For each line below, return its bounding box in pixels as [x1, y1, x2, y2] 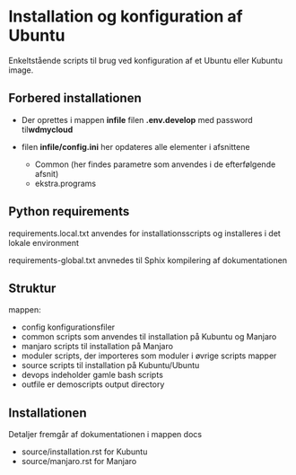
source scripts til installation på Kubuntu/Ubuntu [21, 360, 200, 371]
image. [8, 65, 34, 75]
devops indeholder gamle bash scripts [21, 370, 163, 381]
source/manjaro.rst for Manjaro [21, 456, 137, 467]
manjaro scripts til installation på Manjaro [21, 341, 174, 352]
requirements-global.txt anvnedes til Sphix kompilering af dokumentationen [8, 254, 288, 266]
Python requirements [8, 204, 130, 219]
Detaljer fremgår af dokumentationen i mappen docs [8, 429, 203, 440]
